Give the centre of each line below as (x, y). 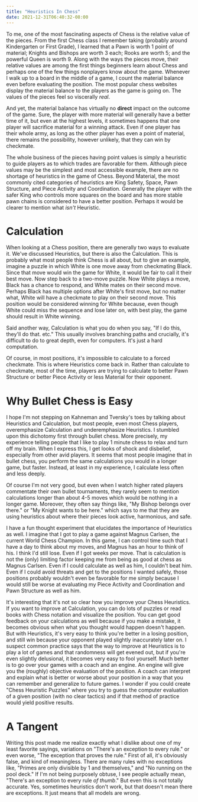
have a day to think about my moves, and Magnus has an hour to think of (95, 547)
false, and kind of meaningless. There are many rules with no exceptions (95, 762)
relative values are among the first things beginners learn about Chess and (97, 65)
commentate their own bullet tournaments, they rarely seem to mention (92, 491)
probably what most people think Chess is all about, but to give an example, (98, 260)
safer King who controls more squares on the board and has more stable (95, 195)
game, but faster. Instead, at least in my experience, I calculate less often (95, 468)
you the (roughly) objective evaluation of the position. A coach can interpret (98, 671)
